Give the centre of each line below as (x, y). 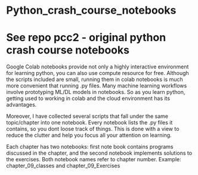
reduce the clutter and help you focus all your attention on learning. (89, 135)
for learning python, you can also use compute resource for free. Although (98, 73)
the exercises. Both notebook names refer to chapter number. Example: (94, 160)
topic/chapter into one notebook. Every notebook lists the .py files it (89, 123)
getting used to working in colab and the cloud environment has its (88, 98)
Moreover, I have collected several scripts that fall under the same (87, 116)
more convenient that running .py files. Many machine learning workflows (97, 86)
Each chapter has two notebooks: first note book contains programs (90, 147)
